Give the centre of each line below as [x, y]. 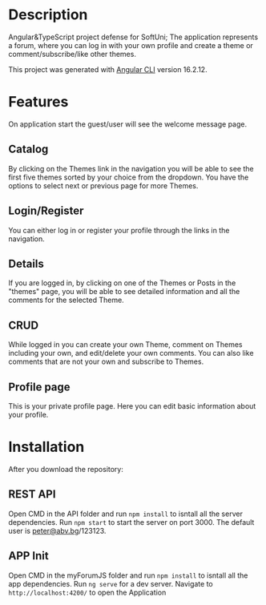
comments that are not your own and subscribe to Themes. [106, 361]
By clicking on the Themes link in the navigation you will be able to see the [131, 168]
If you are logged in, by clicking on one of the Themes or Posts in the [122, 283]
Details [26, 263]
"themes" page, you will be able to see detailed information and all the [124, 292]
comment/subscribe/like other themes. [72, 54]
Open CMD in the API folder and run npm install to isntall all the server [125, 514]
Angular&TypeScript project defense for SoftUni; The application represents [133, 37]
